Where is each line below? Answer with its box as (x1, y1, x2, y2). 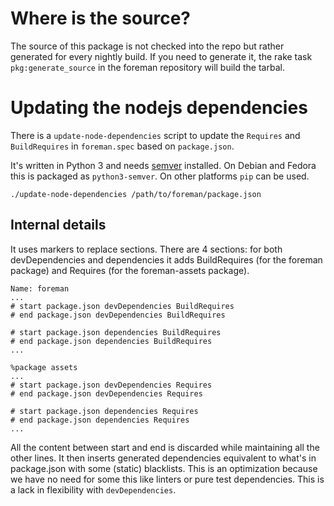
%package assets (10, 362, 78, 372)
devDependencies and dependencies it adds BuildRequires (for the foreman (10, 253, 323, 266)
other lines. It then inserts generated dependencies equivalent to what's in (10, 452, 317, 464)
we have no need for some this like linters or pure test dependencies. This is (10, 473, 325, 485)
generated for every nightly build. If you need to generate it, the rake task (10, 50, 313, 62)
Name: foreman (10, 283, 70, 294)
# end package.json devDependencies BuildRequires (10, 310, 226, 320)
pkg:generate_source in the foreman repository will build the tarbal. (10, 61, 285, 73)
